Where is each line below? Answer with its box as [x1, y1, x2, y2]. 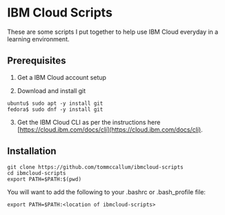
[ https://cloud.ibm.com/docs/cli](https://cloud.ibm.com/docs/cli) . [17, 125, 203, 134]
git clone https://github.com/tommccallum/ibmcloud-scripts [7, 163, 184, 170]
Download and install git [17, 86, 86, 94]
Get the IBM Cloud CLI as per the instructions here [17, 118, 161, 126]
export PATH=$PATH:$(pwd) [7, 176, 81, 183]
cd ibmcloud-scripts [7, 170, 67, 176]
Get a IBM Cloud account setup [17, 73, 107, 81]
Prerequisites [7, 55, 66, 67]
